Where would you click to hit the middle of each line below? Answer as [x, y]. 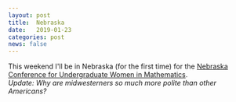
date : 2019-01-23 [40, 30]
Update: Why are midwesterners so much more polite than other [113, 83]
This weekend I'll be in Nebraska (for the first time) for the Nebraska [118, 66]
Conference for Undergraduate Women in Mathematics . [98, 75]
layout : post [29, 15]
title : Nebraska [36, 23]
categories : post [36, 37]
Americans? [27, 91]
